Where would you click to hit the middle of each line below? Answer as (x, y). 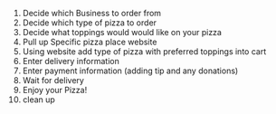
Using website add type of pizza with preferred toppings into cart (144, 52)
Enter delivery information (71, 61)
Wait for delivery (53, 80)
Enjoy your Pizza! (55, 90)
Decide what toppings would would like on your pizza (122, 32)
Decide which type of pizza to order (89, 23)
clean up (39, 100)
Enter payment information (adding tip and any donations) (130, 71)
